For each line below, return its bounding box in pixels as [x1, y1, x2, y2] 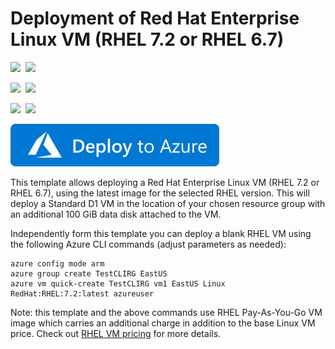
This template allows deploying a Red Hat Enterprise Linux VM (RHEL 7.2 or [10, 176, 320, 188]
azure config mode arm [10, 258, 105, 269]
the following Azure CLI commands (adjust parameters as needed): [10, 238, 287, 250]
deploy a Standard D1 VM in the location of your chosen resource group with [10, 197, 326, 209]
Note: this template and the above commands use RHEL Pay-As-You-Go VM [10, 306, 323, 318]
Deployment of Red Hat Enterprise [10, 7, 300, 30]
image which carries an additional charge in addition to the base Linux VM [10, 317, 316, 329]
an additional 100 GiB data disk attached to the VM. [10, 208, 222, 220]
